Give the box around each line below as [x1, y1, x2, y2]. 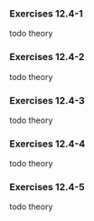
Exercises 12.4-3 [9, 94, 86, 106]
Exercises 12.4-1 [9, 7, 83, 20]
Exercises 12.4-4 [9, 137, 86, 150]
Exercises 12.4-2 [9, 51, 85, 64]
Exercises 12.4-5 [9, 181, 85, 194]
